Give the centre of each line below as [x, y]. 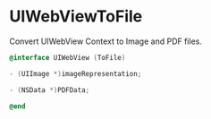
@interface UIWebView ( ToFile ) [68, 57]
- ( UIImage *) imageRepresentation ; [76, 73]
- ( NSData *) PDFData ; [50, 90]
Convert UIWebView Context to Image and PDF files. [106, 41]
